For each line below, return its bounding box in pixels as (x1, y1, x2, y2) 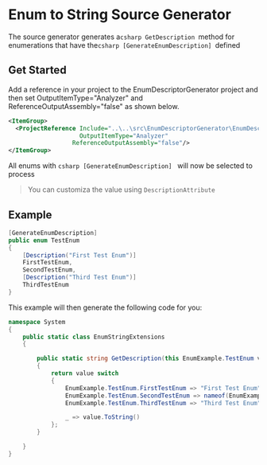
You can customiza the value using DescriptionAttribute (27, 185, 216, 194)
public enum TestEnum (8, 236, 80, 244)
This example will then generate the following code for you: (8, 303, 203, 312)
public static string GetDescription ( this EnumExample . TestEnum (37, 354, 254, 363)
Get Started (8, 64, 67, 77)
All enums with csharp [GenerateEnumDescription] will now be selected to (8, 161, 253, 170)
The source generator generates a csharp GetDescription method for (8, 32, 235, 41)
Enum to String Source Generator (8, 6, 232, 24)
